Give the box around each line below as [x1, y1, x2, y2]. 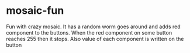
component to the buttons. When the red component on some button [6, 29, 172, 36]
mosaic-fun [6, 4, 64, 17]
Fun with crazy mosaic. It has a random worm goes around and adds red [6, 23, 181, 30]
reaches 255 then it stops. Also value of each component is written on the [6, 35, 184, 42]
